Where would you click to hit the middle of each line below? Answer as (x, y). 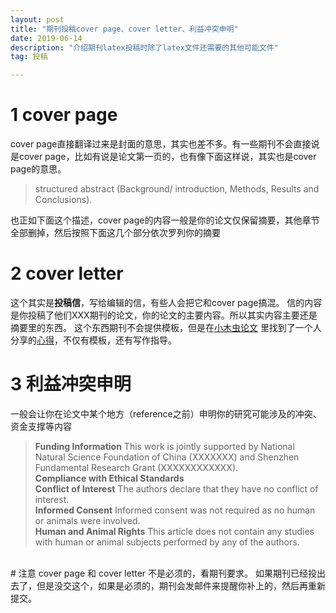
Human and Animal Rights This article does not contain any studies (174, 531)
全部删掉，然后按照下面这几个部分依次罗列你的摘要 (115, 233)
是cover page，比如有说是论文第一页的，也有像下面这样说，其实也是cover (163, 157)
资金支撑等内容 (41, 426)
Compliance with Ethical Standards (109, 478)
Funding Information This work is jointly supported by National (164, 446)
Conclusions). (63, 200)
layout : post (37, 19)
